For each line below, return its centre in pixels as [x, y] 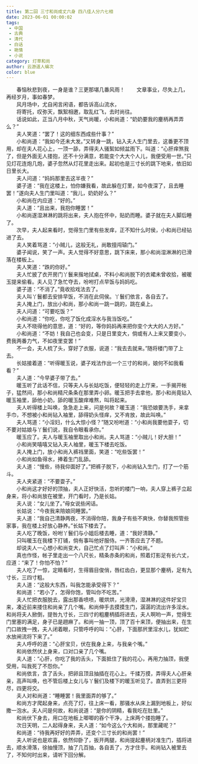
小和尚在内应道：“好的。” [46, 200]
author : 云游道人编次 [30, 67]
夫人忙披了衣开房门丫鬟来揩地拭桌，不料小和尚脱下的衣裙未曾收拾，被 [101, 274]
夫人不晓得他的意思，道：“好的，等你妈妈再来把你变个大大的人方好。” [100, 326]
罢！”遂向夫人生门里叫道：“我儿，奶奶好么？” [61, 193]
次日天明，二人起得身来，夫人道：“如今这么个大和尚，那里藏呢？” [96, 726]
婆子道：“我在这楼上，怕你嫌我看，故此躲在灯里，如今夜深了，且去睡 [100, 186]
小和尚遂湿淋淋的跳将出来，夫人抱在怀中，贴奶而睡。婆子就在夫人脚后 [101, 215]
